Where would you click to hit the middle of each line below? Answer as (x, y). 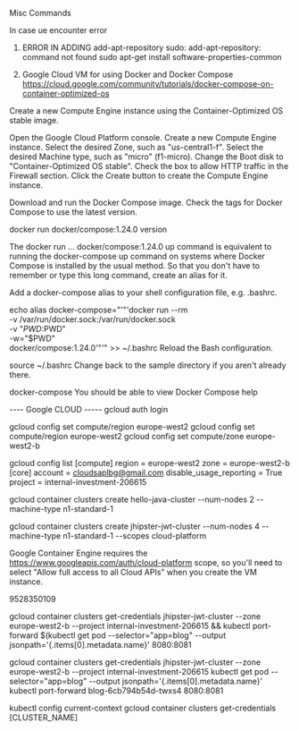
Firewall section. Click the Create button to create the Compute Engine (139, 175)
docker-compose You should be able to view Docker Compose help (133, 392)
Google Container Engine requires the (79, 553)
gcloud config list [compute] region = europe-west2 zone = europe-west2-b (149, 463)
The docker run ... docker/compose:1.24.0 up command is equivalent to (141, 246)
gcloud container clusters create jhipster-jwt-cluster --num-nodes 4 (135, 526)
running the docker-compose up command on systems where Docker (137, 256)
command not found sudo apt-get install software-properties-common (152, 57)
